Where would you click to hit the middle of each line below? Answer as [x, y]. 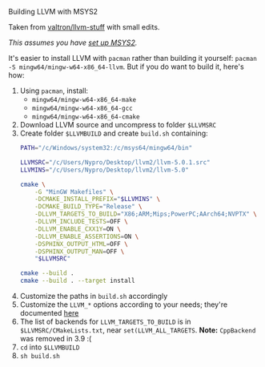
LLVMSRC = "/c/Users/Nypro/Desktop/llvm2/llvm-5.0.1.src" [115, 162]
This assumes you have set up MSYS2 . [73, 42]
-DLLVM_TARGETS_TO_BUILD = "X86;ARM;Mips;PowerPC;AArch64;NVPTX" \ [146, 214]
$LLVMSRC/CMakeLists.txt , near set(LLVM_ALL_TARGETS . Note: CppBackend [138, 330]
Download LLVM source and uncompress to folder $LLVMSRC [118, 125]
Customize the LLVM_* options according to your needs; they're [124, 304]
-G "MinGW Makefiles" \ [74, 192]
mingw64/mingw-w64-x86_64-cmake [86, 117]
